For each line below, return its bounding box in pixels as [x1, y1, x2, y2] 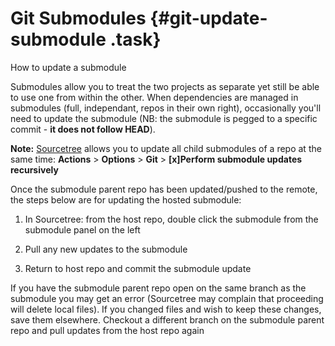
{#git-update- [149, 7, 268, 30]
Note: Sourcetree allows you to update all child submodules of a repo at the [10, 142, 322, 154]
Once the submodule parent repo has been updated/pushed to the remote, [10, 183, 318, 195]
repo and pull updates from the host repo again [10, 324, 205, 336]
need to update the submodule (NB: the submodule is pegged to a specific [10, 112, 318, 124]
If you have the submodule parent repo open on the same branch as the [10, 282, 307, 294]
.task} [109, 28, 162, 51]
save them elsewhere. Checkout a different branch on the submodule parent [10, 313, 325, 326]
